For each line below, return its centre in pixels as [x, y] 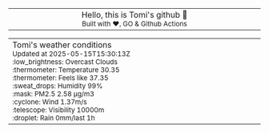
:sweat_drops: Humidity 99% [58, 86]
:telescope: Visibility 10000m [58, 110]
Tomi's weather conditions [62, 45]
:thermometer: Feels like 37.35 [60, 78]
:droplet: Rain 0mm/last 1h [54, 118]
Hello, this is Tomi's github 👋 [134, 15]
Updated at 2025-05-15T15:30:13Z [71, 54]
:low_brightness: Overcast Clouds [65, 62]
